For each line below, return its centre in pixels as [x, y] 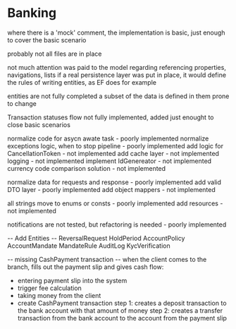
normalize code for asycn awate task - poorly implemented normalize [108, 138]
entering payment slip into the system [72, 280]
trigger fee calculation [50, 288]
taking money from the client [59, 295]
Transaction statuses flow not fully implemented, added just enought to [111, 117]
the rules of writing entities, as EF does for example [82, 82]
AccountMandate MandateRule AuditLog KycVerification [89, 246]
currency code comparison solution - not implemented [87, 168]
